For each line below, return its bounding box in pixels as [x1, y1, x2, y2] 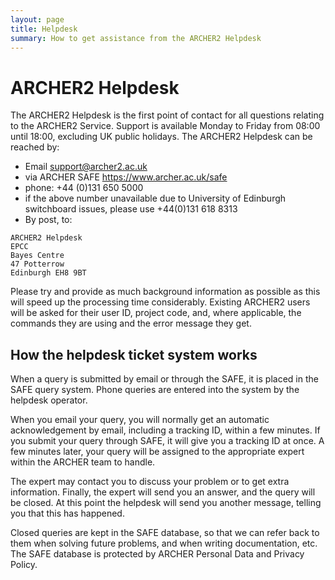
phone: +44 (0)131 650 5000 [24, 182, 144, 194]
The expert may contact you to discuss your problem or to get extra [10, 476, 290, 488]
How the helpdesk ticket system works [10, 346, 258, 363]
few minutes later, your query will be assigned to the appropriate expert [10, 446, 305, 458]
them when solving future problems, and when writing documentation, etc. [10, 537, 318, 550]
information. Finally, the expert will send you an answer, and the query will [10, 486, 316, 498]
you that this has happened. [10, 507, 125, 520]
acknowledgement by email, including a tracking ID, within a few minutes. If [10, 424, 321, 436]
